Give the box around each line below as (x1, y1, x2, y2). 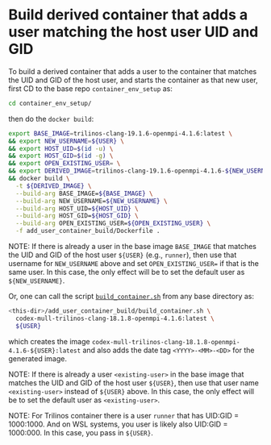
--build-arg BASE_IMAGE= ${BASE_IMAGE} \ (15, 189, 153, 198)
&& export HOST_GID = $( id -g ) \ (8, 152, 114, 160)
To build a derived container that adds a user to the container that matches (8, 66, 257, 76)
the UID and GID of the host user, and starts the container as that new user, (8, 75, 258, 85)
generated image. (8, 353, 67, 364)
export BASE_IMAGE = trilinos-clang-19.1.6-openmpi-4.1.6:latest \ (8, 129, 232, 138)
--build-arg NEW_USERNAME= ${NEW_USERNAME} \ (15, 197, 168, 205)
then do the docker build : (8, 114, 94, 123)
